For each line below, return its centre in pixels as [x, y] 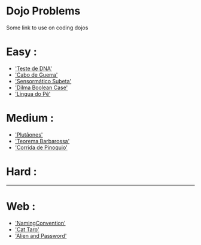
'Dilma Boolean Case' [41, 87]
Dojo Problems [43, 11]
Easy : [22, 52]
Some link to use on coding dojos [47, 28]
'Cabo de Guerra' [36, 75]
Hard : [22, 171]
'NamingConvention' [40, 223]
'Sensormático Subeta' [43, 81]
